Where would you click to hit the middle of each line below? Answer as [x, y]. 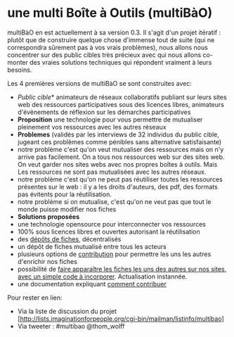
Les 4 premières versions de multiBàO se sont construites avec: [99, 83]
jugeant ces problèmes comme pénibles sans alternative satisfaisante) [119, 141]
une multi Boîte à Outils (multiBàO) [110, 13]
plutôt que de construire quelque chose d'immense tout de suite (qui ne [111, 39]
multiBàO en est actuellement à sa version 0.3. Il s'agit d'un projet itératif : [114, 32]
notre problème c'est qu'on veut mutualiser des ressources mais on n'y [121, 149]
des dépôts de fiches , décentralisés [69, 239]
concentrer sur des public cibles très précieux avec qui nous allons [104, 55]
